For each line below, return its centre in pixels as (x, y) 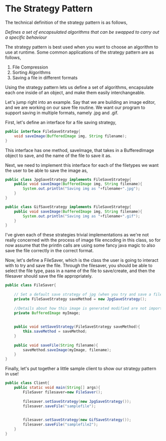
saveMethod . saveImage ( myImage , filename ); (67, 350)
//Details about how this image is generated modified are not (81, 308)
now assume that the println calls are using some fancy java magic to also (80, 245)
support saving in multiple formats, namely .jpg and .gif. (62, 113)
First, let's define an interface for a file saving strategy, (61, 122)
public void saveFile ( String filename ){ (56, 345)
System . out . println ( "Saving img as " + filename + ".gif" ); (82, 216)
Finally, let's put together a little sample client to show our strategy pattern (81, 368)
